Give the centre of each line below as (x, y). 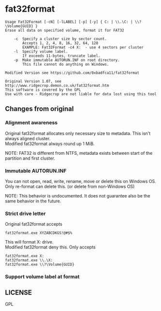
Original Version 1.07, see (33, 81)
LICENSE (19, 292)
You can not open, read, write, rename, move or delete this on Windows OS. (80, 181)
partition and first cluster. (30, 158)
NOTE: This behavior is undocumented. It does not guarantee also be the (78, 196)
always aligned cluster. (28, 138)
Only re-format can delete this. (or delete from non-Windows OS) (70, 186)
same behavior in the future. (33, 201)
